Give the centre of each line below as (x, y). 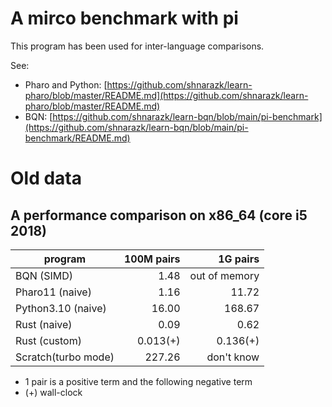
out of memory (224, 275)
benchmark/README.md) (77, 138)
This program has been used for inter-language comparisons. (137, 46)
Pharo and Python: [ (66, 84)
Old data (46, 178)
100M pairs (152, 259)
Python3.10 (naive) (61, 308)
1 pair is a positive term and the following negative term (138, 381)
